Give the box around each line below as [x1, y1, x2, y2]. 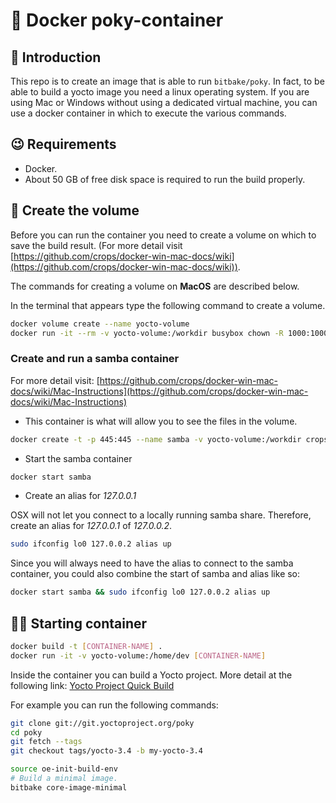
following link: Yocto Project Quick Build [10, 679, 175, 691]
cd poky [10, 727, 43, 738]
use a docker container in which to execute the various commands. [10, 107, 287, 119]
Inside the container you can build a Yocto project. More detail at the [10, 669, 293, 681]
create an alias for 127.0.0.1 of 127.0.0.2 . [10, 520, 173, 532]
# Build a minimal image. [10, 774, 118, 784]
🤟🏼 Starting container [10, 615, 148, 632]
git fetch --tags [10, 737, 83, 747]
